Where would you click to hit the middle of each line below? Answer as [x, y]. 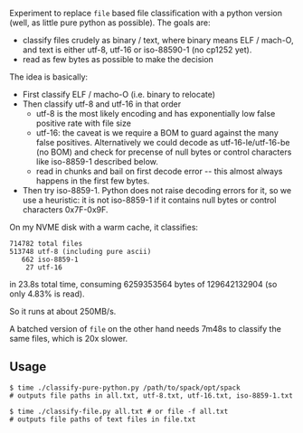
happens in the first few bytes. [93, 181]
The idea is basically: [49, 77]
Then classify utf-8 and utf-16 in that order [102, 104]
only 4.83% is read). [47, 294]
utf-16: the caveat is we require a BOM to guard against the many [157, 133]
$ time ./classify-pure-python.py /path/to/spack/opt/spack [125, 388]
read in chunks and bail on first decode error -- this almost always [159, 171]
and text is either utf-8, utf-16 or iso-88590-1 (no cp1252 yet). [137, 50]
